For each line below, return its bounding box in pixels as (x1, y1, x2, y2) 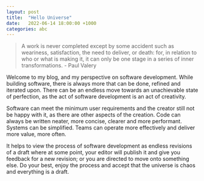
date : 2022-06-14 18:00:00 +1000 (6, 20, 97, 26)
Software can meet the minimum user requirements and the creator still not (6, 104, 195, 112)
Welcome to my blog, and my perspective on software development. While (6, 73, 194, 81)
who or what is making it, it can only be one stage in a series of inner (21, 55, 194, 63)
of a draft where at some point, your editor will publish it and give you (6, 149, 181, 156)
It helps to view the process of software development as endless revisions (6, 142, 192, 149)
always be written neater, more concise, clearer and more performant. (6, 118, 182, 125)
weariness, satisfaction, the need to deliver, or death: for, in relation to (21, 49, 197, 56)
